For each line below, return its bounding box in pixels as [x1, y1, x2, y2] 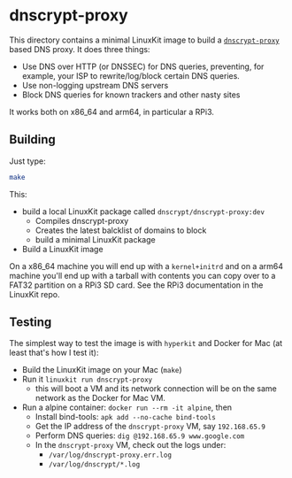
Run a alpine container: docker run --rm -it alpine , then [21, 402, 233, 412]
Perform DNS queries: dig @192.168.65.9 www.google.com [35, 430, 245, 441]
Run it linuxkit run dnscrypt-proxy [21, 374, 153, 385]
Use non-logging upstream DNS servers [21, 80, 169, 90]
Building [9, 132, 56, 147]
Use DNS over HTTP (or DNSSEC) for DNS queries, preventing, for [21, 61, 265, 72]
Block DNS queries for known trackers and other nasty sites [21, 89, 241, 100]
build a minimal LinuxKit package [35, 234, 157, 244]
